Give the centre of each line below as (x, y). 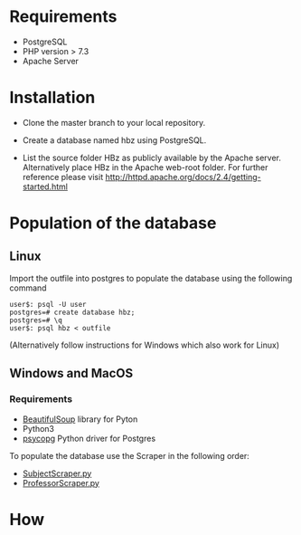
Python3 (38, 428)
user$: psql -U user (48, 304)
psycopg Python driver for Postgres (89, 438)
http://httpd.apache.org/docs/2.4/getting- (183, 177)
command (28, 288)
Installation (52, 98)
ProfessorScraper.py (61, 482)
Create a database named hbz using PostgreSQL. (114, 140)
